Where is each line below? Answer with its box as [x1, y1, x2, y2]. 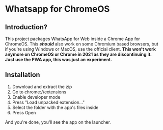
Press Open [12, 109, 36, 115]
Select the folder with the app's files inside [12, 104, 99, 110]
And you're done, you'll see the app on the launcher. [5, 119, 111, 125]
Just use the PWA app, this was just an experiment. [5, 57, 112, 62]
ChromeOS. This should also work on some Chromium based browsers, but [5, 41, 159, 47]
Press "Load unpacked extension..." [12, 99, 85, 105]
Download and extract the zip [12, 84, 72, 89]
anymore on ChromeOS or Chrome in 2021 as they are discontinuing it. [5, 51, 152, 57]
